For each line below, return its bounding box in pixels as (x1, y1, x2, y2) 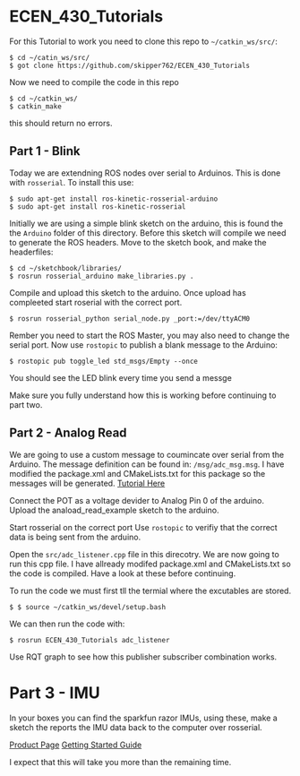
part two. (9, 399, 43, 410)
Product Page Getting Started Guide (9, 739, 142, 750)
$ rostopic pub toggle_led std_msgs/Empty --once (9, 357, 199, 366)
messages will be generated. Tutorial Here (9, 478, 166, 488)
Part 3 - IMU (9, 683, 100, 703)
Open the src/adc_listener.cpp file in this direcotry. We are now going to (9, 548, 279, 559)
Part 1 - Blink (9, 143, 81, 159)
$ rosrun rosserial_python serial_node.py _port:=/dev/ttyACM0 (9, 314, 251, 323)
